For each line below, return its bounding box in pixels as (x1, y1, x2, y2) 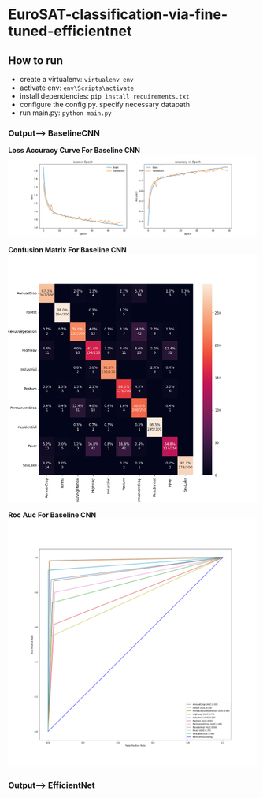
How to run (8, 54, 64, 67)
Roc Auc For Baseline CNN (8, 510, 97, 520)
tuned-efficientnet (8, 22, 132, 40)
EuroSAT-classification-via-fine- (8, 6, 228, 24)
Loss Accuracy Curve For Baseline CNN (8, 146, 140, 155)
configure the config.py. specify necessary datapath (19, 100, 191, 109)
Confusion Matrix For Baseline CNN (8, 245, 128, 255)
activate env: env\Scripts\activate (19, 83, 135, 92)
